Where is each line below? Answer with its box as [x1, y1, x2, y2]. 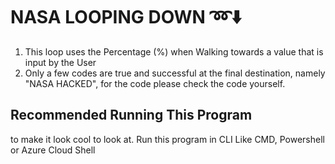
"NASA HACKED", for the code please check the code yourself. [24, 77, 286, 89]
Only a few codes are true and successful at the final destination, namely [24, 67, 326, 79]
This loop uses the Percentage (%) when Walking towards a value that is [24, 45, 324, 58]
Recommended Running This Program [10, 107, 253, 124]
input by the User [24, 56, 97, 68]
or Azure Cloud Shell [10, 144, 96, 156]
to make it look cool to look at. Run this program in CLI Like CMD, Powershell [10, 133, 325, 145]
